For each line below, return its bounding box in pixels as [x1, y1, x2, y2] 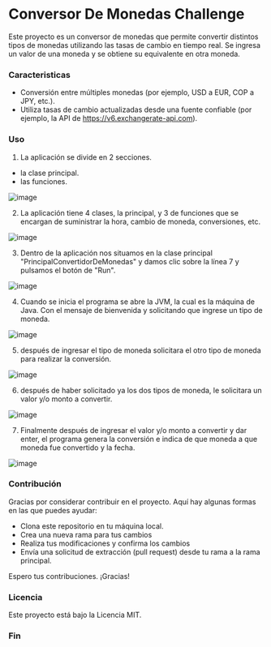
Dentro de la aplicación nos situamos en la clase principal [19, 248, 213, 258]
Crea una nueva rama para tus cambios [19, 529, 153, 539]
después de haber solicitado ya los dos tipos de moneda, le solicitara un [19, 385, 262, 395]
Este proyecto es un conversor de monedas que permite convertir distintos [8, 32, 259, 41]
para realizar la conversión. [19, 353, 112, 363]
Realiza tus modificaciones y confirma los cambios [19, 538, 191, 548]
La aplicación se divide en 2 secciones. [19, 152, 153, 162]
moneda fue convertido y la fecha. [19, 443, 135, 452]
